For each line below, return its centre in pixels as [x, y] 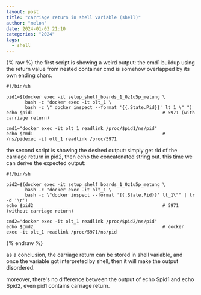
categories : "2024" [31, 34]
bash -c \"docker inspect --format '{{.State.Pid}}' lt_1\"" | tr [110, 195]
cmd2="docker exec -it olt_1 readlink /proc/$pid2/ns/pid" [82, 221]
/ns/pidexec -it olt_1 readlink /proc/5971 [62, 139]
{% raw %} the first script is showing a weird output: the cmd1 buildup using [101, 62]
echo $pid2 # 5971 [93, 205]
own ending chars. [29, 75]
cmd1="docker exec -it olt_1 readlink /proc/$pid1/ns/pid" [82, 128]
